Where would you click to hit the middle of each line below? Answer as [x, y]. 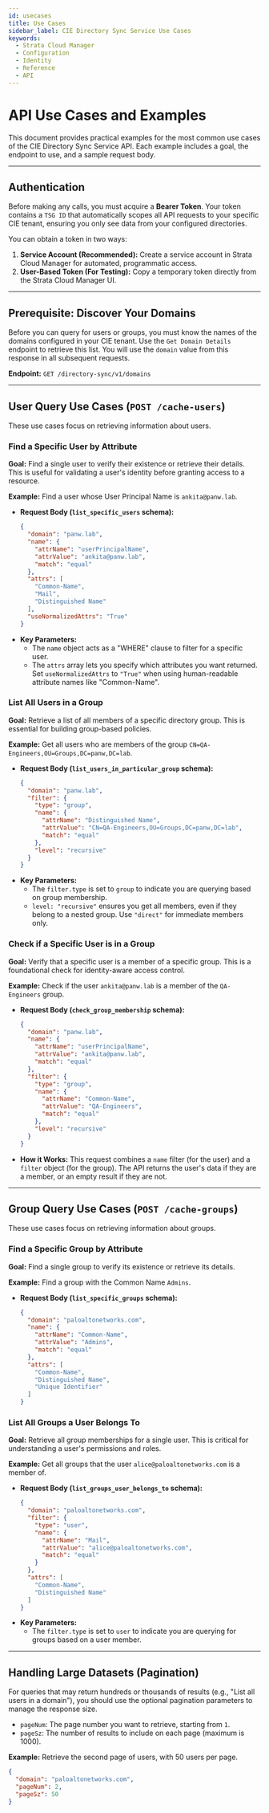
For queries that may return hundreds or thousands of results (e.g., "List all [132, 1692]
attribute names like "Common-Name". [96, 682]
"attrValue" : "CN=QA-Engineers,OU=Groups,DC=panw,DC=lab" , [142, 828]
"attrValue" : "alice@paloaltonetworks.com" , [117, 1548]
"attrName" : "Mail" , [76, 1540]
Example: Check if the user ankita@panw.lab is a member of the [113, 985]
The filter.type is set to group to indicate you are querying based [141, 889]
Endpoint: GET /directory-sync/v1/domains [80, 373]
